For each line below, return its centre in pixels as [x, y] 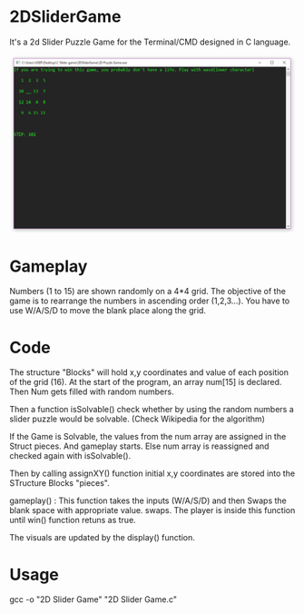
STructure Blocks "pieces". [60, 483]
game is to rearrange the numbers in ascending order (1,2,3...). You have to [150, 301]
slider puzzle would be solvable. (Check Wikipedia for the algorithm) [137, 419]
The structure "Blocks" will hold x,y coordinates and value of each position [149, 372]
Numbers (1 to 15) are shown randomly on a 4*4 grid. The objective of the [147, 292]
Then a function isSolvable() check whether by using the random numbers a [152, 410]
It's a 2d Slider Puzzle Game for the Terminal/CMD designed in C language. [150, 42]
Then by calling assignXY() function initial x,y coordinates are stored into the [152, 473]
